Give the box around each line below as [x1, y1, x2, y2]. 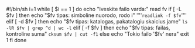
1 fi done [6, 37, 27, 43]
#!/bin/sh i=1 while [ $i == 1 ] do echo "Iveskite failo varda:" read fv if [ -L [6, 6, 182, 12]
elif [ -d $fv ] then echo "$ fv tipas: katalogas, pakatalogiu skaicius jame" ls [6, 18, 188, 25]
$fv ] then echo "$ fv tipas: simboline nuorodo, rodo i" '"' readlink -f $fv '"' [6, 12, 187, 19]
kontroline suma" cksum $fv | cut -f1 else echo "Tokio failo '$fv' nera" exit [6, 30, 189, 37]
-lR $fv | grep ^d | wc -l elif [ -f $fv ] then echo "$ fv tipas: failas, [6, 24, 170, 31]
